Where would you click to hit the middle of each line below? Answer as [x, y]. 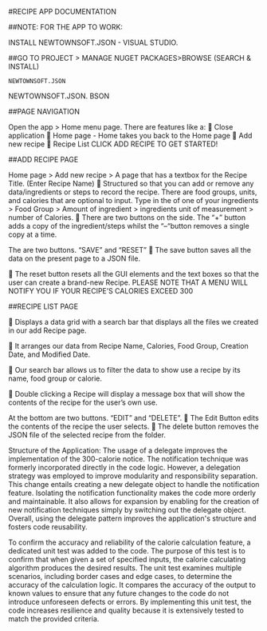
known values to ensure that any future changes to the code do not [119, 593]
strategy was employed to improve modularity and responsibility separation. [133, 476]
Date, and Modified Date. [49, 354]
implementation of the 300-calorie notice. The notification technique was [128, 459]
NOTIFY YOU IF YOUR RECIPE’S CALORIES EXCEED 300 [101, 291]
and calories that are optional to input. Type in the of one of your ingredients [133, 200]
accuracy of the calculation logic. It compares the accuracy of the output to [132, 585]
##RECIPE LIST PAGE [43, 306]
